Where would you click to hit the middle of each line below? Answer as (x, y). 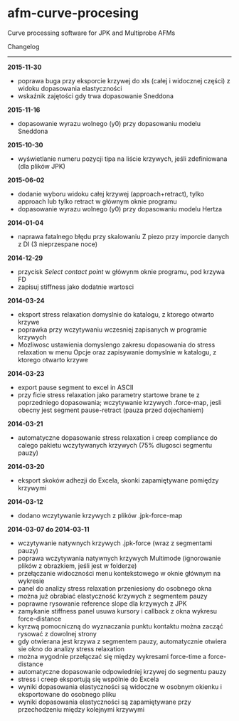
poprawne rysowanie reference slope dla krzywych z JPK (102, 604)
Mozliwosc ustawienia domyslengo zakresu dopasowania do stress (116, 344)
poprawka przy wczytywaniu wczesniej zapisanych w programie (112, 330)
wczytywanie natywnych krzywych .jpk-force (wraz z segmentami (115, 543)
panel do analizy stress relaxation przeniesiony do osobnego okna (115, 588)
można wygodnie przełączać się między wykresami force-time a (112, 656)
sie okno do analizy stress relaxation (71, 648)
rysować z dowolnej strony (57, 633)
